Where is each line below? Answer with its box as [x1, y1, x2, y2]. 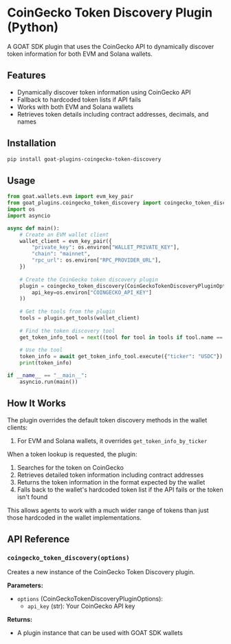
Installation [7, 137, 56, 149]
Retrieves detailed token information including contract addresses [16, 471, 204, 479]
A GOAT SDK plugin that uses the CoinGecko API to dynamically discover [7, 42, 214, 50]
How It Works [7, 398, 67, 409]
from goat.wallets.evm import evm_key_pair [7, 193, 134, 200]
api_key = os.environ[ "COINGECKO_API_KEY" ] [32, 289, 153, 296]
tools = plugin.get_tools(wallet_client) [19, 315, 140, 322]
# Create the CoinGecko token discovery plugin [19, 276, 158, 283]
